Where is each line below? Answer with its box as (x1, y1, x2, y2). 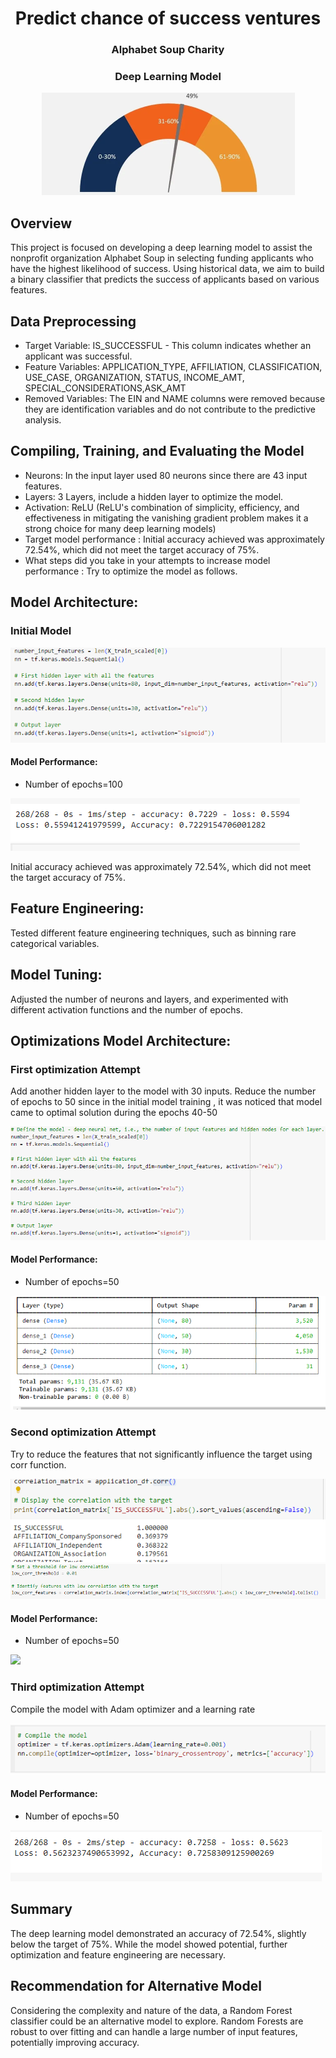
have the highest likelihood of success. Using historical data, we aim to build (10, 263, 325, 275)
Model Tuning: (10, 967, 103, 984)
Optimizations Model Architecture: (10, 1033, 232, 1050)
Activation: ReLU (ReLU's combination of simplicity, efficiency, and (24, 501, 300, 513)
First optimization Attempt (10, 1062, 141, 1076)
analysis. (24, 414, 62, 426)
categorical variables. (10, 937, 100, 949)
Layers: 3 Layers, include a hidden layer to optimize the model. (24, 490, 284, 502)
